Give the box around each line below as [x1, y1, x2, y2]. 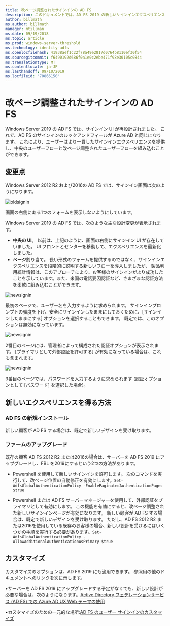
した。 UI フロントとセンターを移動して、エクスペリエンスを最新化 [21, 243, 161, 249]
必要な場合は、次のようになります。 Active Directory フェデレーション [5, 592, 151, 598]
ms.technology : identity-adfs [5, 45, 70, 50]
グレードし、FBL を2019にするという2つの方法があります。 [14, 460, 139, 466]
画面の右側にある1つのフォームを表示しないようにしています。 [5, 209, 135, 215]
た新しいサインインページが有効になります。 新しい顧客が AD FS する [12, 509, 158, 516]
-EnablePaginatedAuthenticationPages [83, 483, 163, 488]
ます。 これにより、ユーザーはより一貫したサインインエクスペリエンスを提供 [5, 138, 165, 145]
